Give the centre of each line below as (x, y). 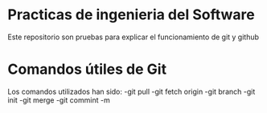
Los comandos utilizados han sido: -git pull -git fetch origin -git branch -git (131, 91)
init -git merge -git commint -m (59, 100)
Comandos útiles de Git (87, 69)
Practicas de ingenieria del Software (131, 15)
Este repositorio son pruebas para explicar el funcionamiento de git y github (133, 37)
